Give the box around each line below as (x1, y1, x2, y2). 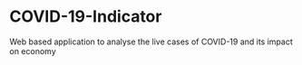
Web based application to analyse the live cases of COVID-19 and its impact (9, 36, 293, 47)
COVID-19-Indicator (9, 6, 162, 27)
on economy (9, 45, 56, 56)
